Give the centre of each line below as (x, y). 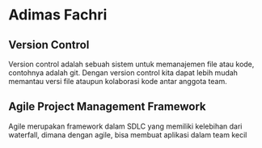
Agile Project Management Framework (107, 107)
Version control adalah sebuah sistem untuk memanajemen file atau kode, (131, 64)
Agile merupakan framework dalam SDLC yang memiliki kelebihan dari (125, 126)
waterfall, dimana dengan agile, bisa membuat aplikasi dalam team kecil (128, 134)
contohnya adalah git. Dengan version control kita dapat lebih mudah (123, 73)
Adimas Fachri (58, 15)
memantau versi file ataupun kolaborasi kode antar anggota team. (118, 81)
